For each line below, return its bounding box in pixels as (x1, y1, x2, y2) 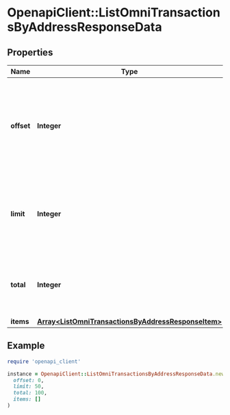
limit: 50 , (13, 383, 44, 390)
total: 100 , (13, 390, 48, 397)
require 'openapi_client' (7, 358, 81, 365)
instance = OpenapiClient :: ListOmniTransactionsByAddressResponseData (7, 371, 213, 377)
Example (7, 340, 45, 351)
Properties (7, 46, 53, 58)
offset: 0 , (13, 377, 44, 384)
